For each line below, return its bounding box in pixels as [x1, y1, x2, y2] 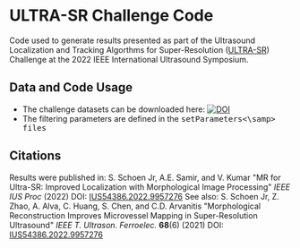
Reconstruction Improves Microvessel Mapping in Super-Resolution [9, 210, 258, 220]
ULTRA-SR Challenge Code [9, 5, 214, 26]
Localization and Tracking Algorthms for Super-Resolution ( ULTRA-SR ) [9, 44, 270, 55]
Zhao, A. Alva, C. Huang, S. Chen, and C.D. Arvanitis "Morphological [9, 201, 261, 211]
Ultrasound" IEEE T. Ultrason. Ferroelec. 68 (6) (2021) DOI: [9, 219, 224, 230]
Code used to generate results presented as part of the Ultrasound [9, 35, 256, 46]
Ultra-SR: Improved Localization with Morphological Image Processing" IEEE [9, 181, 291, 192]
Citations [9, 149, 62, 164]
